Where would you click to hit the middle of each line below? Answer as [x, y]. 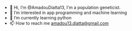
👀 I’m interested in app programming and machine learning [68, 13]
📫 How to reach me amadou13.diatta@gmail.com [59, 23]
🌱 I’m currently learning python [41, 18]
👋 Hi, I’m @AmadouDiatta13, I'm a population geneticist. [65, 8]
